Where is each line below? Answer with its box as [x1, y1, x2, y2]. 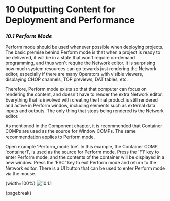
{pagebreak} [5, 190, 32, 196]
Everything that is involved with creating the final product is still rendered [5, 97, 158, 103]
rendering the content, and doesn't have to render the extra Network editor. [5, 91, 163, 97]
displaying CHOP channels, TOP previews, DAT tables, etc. [5, 76, 128, 82]
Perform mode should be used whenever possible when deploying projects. [5, 44, 164, 50]
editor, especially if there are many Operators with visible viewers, [5, 71, 144, 77]
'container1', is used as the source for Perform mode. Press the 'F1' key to [5, 149, 159, 155]
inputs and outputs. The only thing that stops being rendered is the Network [5, 108, 164, 114]
